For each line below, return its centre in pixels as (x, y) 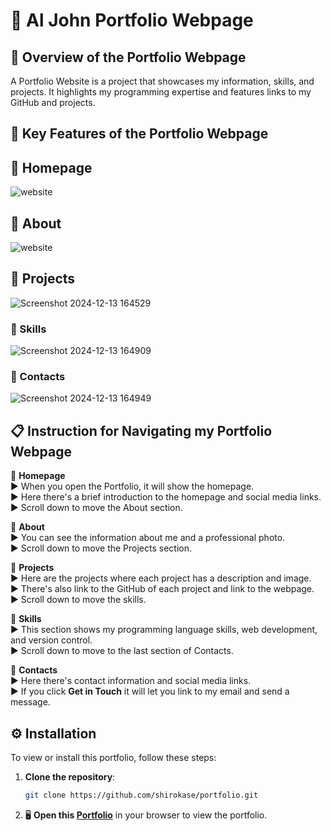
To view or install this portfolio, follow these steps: (113, 758)
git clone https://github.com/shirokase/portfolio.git (141, 795)
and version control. (51, 640)
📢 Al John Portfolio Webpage (132, 20)
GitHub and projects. (53, 102)
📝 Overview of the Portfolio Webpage (128, 57)
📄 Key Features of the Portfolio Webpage (139, 134)
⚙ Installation (53, 733)
